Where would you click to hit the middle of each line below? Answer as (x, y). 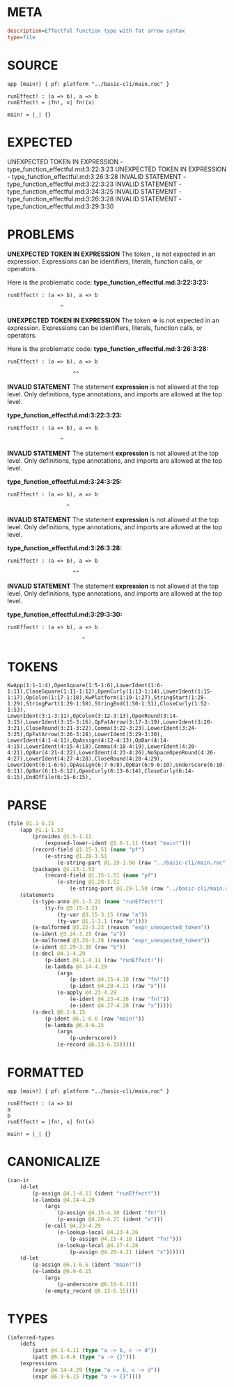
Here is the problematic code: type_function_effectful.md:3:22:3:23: (108, 282)
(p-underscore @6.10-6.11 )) (97, 1284)
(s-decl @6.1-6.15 (59, 1012)
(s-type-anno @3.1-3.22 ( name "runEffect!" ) (98, 901)
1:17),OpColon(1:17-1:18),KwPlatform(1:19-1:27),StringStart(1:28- (107, 698)
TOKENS (33, 667)
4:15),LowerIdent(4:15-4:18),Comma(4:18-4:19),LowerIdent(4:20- (102, 747)
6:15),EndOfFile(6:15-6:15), (49, 777)
